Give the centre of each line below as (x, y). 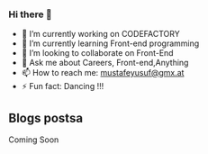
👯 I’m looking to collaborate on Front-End (97, 53)
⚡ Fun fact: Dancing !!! (63, 86)
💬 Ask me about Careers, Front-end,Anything (105, 63)
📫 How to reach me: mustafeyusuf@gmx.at (103, 73)
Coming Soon (34, 140)
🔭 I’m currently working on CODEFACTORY (101, 34)
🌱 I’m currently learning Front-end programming (110, 43)
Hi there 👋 (31, 14)
